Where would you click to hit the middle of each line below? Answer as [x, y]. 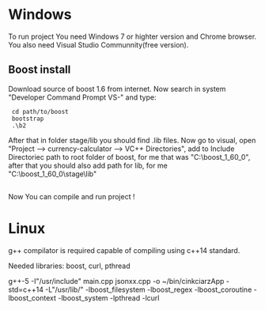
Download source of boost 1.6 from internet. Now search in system [117, 89]
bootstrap [28, 119]
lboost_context [32, 298]
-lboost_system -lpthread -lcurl [109, 298]
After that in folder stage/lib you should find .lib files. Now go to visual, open [132, 140]
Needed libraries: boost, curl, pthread [69, 266]
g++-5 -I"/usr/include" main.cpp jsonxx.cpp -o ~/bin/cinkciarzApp [116, 282]
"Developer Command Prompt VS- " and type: [82, 97]
